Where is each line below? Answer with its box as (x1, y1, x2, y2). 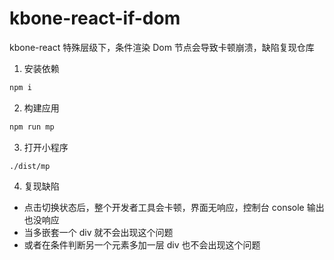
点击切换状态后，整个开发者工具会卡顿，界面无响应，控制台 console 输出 (23, 201, 325, 213)
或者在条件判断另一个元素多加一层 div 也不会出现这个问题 (23, 238, 261, 251)
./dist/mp (9, 161, 51, 171)
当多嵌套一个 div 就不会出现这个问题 (23, 226, 174, 238)
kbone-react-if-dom (9, 7, 181, 30)
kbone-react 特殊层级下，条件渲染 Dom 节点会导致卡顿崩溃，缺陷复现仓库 (9, 41, 315, 53)
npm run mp (9, 122, 55, 132)
